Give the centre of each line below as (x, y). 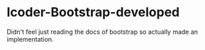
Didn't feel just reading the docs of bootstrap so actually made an (102, 32)
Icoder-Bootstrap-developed (93, 12)
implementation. (30, 39)
